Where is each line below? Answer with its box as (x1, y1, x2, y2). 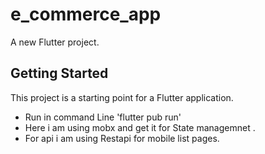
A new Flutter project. (10, 36, 100, 48)
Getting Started (10, 65, 109, 82)
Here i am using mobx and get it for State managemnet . (24, 121, 256, 133)
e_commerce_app (10, 3, 162, 26)
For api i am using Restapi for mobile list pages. (24, 132, 220, 144)
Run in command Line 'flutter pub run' (24, 111, 182, 123)
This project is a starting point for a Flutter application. (10, 91, 234, 103)
